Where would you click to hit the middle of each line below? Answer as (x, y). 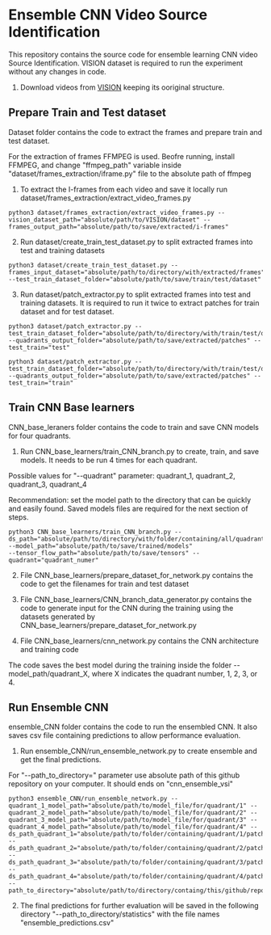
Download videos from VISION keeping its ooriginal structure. (122, 87)
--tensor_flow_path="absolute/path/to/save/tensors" (99, 553)
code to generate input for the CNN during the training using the (127, 608)
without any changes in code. (57, 71)
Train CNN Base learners (72, 408)
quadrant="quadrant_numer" (54, 560)
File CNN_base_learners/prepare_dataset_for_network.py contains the (137, 575)
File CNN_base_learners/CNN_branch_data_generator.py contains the (136, 599)
